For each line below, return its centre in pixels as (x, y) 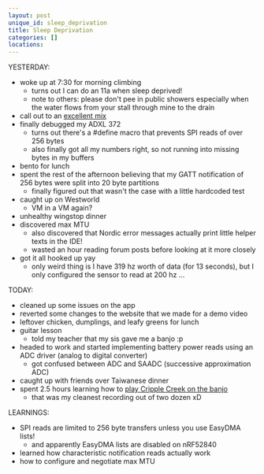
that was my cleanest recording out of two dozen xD (117, 398)
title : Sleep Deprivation (50, 30)
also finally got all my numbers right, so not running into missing (135, 150)
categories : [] (33, 37)
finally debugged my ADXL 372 (70, 124)
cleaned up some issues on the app (77, 306)
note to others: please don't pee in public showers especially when (140, 99)
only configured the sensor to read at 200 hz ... (108, 275)
